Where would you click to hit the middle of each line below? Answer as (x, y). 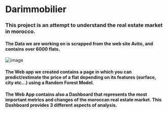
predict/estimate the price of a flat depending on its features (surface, (81, 77)
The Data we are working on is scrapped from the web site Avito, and (79, 44)
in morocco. (20, 31)
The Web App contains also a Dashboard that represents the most (76, 94)
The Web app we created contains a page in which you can (69, 71)
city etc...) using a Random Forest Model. (50, 83)
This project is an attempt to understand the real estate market (84, 25)
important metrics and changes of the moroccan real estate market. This (83, 99)
